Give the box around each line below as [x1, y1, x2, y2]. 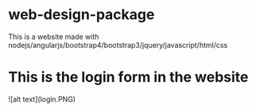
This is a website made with [8, 32, 99, 41]
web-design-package [8, 6, 155, 24]
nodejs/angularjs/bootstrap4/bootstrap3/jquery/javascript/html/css [8, 40, 228, 49]
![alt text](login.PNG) [8, 94, 76, 104]
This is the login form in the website [8, 68, 249, 87]
